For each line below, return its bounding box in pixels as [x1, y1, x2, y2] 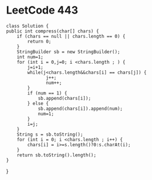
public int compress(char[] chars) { [6, 28, 99, 34]
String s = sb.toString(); [17, 131, 83, 138]
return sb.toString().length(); [17, 152, 96, 158]
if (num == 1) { [27, 90, 67, 96]
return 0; [27, 38, 51, 44]
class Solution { [6, 23, 49, 29]
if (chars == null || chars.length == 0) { [17, 33, 126, 39]
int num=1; [17, 54, 44, 60]
